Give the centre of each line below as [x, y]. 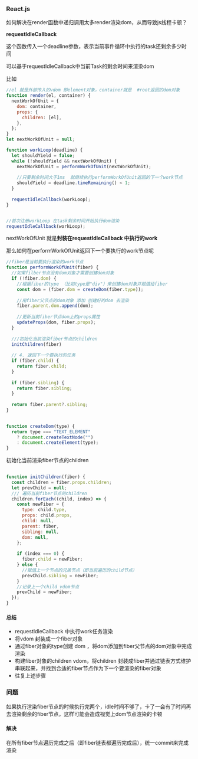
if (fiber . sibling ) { [38, 382]
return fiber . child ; [42, 367]
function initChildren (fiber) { [46, 477]
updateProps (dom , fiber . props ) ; [56, 323]
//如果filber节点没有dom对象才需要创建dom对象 [63, 273]
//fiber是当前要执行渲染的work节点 [45, 262]
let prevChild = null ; [39, 488]
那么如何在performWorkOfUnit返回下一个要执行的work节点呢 [80, 251]
